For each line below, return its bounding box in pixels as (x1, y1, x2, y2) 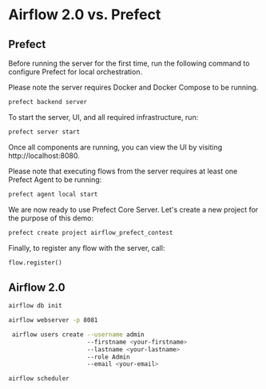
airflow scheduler (8, 375, 69, 383)
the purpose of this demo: (8, 213, 94, 223)
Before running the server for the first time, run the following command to (8, 58, 250, 68)
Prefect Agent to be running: (8, 174, 102, 185)
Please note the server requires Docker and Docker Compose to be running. (8, 82, 259, 92)
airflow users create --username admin (11, 330, 145, 339)
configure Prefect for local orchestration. (8, 67, 142, 77)
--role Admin (86, 353, 130, 361)
